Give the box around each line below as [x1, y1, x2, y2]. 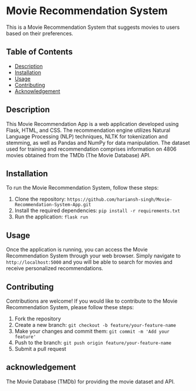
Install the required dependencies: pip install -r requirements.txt [14, 207, 181, 214]
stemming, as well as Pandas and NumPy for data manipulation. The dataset [6, 139, 190, 146]
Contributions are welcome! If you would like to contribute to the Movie [6, 297, 178, 304]
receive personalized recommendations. [6, 265, 104, 272]
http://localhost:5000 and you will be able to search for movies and [6, 259, 173, 266]
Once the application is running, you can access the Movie [6, 246, 148, 253]
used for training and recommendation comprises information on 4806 [6, 145, 177, 153]
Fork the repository [14, 315, 62, 322]
